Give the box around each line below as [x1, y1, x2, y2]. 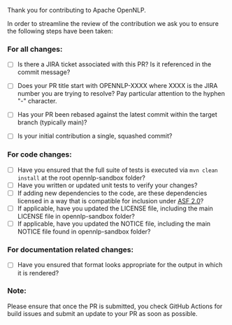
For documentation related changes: [7, 245, 134, 254]
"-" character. [17, 97, 57, 106]
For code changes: [7, 150, 72, 159]
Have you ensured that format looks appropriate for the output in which [17, 261, 223, 269]
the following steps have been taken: [7, 27, 113, 35]
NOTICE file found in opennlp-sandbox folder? [17, 227, 152, 236]
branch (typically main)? [17, 118, 87, 127]
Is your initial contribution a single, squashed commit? [17, 132, 173, 140]
